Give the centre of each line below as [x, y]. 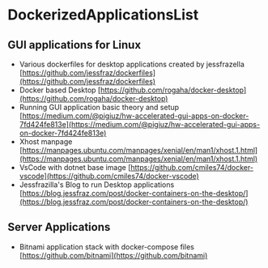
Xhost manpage [46, 142]
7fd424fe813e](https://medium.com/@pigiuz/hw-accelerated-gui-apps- [140, 124]
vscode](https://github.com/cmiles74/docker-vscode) [109, 176]
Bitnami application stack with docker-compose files [107, 247]
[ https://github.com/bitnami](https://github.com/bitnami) [113, 255]
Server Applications [59, 227]
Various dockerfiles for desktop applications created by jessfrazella [132, 64]
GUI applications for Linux [74, 45]
